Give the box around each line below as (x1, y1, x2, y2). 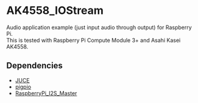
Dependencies (6, 61, 63, 71)
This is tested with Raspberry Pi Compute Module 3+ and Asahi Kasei (6, 36, 181, 44)
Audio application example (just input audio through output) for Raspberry (6, 24, 192, 31)
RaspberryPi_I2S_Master (15, 89, 77, 97)
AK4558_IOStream (6, 4, 104, 18)
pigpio (15, 83, 32, 90)
